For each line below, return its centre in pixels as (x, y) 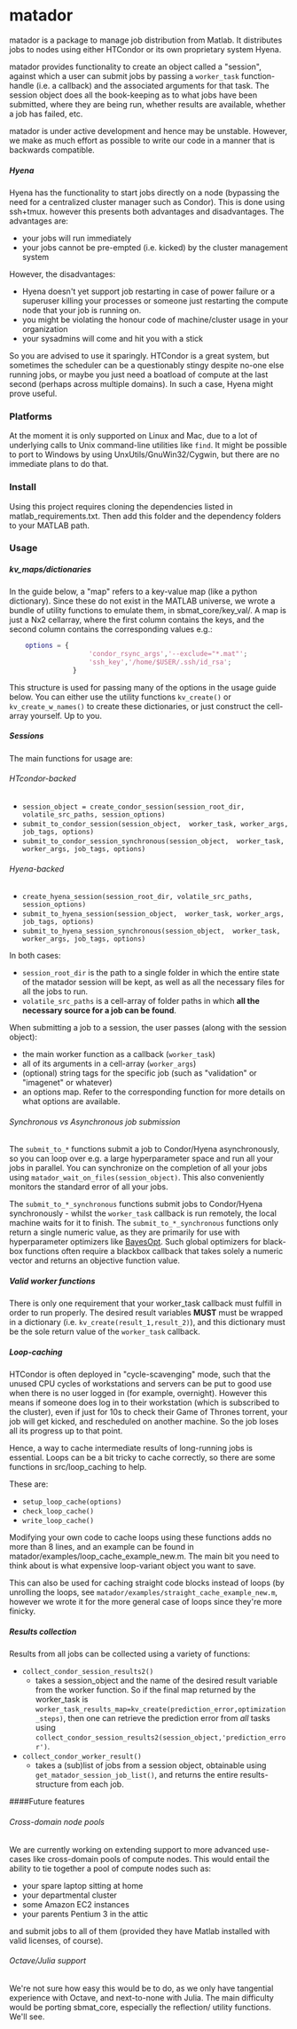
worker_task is (62, 1700)
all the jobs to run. (55, 991)
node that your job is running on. (82, 310)
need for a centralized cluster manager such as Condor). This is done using (147, 201)
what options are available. (71, 1101)
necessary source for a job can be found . (99, 1011)
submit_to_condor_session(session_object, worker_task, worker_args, (155, 825)
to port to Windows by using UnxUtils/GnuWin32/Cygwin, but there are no (145, 454)
